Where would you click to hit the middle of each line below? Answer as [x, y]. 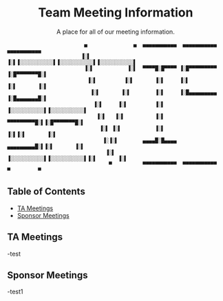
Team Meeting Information [116, 13]
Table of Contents [46, 191]
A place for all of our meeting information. [116, 32]
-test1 [15, 292]
